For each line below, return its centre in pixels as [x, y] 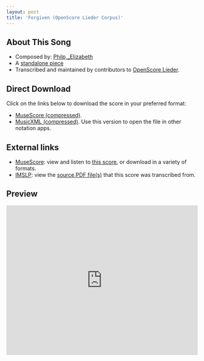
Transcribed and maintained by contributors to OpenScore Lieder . [97, 70]
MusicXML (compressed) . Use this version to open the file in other [98, 122]
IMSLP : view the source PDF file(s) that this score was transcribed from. [105, 174]
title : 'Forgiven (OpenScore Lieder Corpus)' [65, 18]
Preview [22, 194]
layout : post [23, 12]
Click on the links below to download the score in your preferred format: [96, 103]
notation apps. [33, 128]
